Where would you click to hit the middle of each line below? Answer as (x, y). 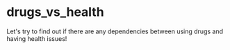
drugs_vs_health (56, 12)
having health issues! (37, 38)
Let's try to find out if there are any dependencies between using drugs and (115, 31)
